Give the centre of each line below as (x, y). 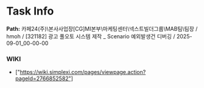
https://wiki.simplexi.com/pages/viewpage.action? (83, 72)
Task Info (30, 11)
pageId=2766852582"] (44, 79)
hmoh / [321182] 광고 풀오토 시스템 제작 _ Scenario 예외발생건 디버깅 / (91, 36)
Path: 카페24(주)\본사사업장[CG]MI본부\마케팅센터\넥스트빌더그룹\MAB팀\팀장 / (102, 29)
